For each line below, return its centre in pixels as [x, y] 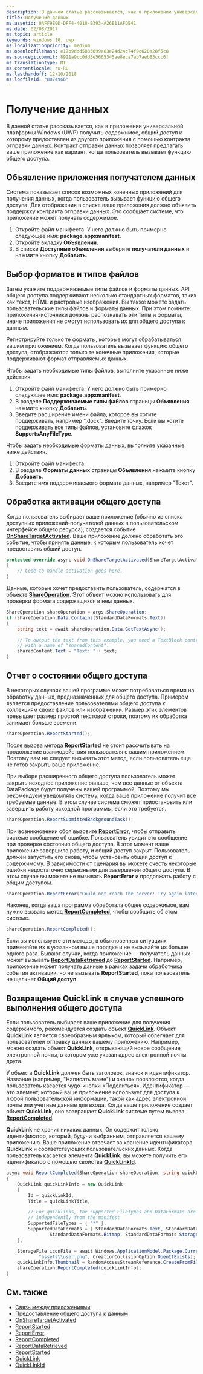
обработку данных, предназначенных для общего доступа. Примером [98, 697]
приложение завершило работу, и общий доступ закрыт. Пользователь [98, 850]
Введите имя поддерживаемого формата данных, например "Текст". [104, 483]
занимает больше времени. [42, 722]
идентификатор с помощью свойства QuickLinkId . [71, 1162]
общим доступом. [30, 883]
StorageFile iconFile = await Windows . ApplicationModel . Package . [101, 1251]
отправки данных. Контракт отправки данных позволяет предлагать [95, 145]
